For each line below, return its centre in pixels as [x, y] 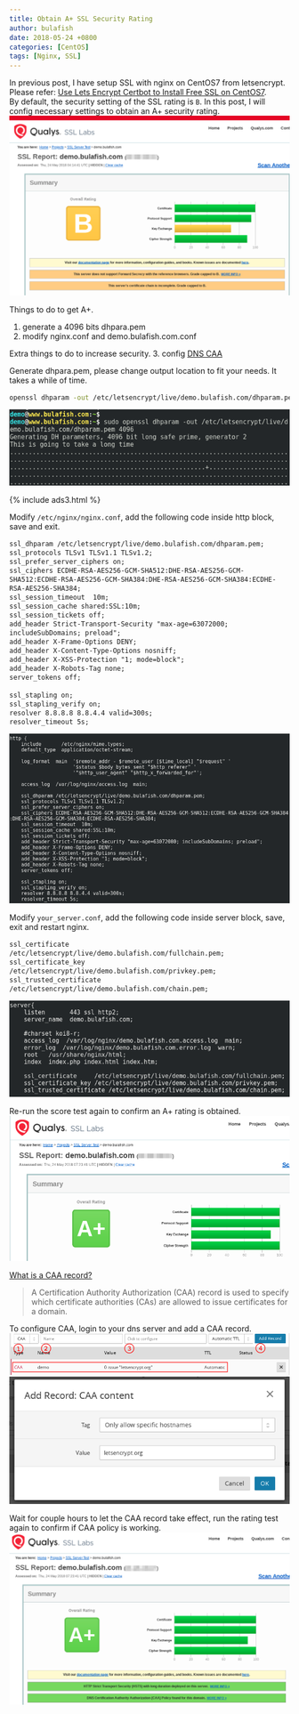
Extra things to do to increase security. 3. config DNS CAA [116, 353]
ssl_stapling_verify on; [55, 704]
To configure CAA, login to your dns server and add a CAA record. [130, 1328]
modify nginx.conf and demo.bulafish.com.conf [109, 336]
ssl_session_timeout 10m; [59, 598]
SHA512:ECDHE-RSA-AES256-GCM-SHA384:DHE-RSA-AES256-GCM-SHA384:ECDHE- [143, 580]
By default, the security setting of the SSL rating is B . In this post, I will [137, 101]
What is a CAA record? [51, 1275]
